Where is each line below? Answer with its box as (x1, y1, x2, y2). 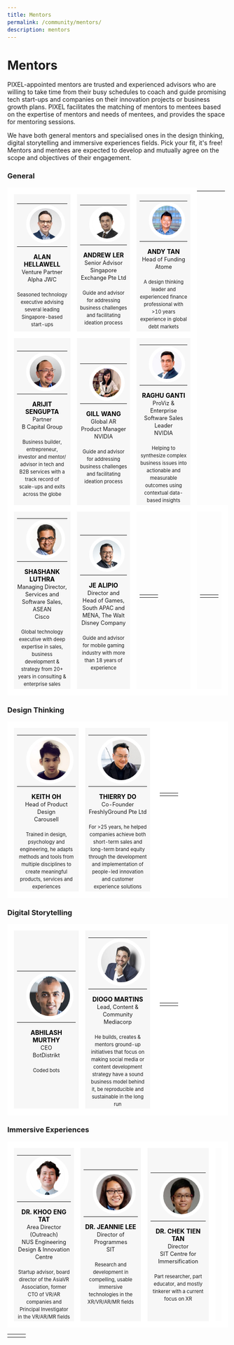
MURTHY (32, 1036, 61, 1045)
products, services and (20, 876, 74, 883)
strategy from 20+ (20, 666, 64, 673)
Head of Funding (142, 256, 186, 263)
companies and (26, 1298, 62, 1305)
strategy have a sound (92, 1071, 144, 1078)
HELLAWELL (23, 260, 61, 268)
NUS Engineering (21, 1238, 67, 1245)
